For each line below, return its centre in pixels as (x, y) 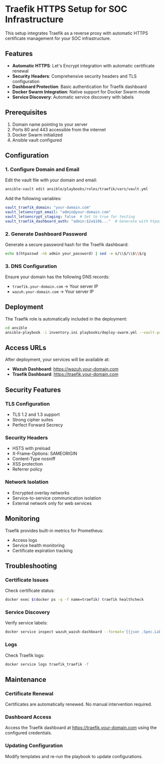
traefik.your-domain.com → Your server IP (55, 287)
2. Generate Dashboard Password (46, 234)
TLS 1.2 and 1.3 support (36, 414)
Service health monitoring (38, 545)
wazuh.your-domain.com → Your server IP (53, 292)
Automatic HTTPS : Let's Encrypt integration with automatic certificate (83, 65)
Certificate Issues (27, 580)
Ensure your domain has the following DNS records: (57, 277)
